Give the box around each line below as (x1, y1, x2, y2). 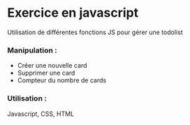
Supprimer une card (17, 68, 75, 78)
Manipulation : (7, 45, 57, 55)
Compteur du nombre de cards (17, 76, 107, 84)
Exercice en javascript (7, 5, 138, 21)
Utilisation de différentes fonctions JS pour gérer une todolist (7, 28, 183, 36)
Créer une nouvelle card (17, 61, 87, 70)
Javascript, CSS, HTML (7, 110, 75, 118)
